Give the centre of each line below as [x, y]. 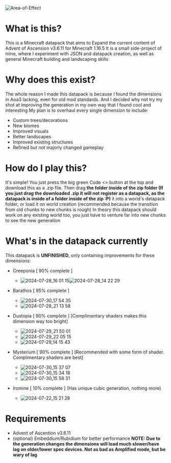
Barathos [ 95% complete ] [41, 290]
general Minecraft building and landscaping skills [57, 59]
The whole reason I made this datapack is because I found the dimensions [83, 94]
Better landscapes [32, 136]
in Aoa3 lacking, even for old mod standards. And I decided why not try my [84, 99]
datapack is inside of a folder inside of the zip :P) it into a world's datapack [85, 198]
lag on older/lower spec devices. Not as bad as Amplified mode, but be [89, 449]
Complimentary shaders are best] [48, 357]
